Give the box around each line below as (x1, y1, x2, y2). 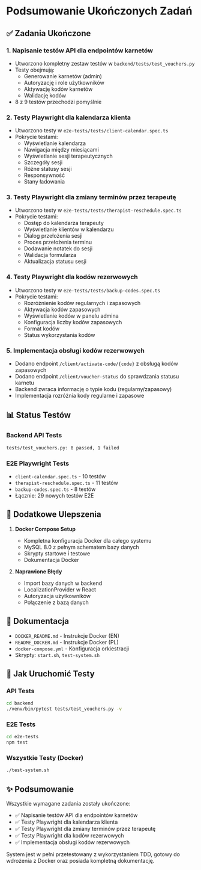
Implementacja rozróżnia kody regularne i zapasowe (14, 392, 145, 400)
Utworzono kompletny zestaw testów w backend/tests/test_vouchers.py (14, 60, 195, 67)
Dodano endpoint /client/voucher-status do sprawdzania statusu (14, 373, 179, 380)
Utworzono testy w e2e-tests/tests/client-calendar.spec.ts (14, 127, 169, 134)
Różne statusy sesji (23, 165, 72, 173)
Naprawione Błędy (14, 567, 62, 575)
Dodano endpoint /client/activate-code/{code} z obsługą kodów (14, 360, 178, 368)
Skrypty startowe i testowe (23, 549, 91, 557)
